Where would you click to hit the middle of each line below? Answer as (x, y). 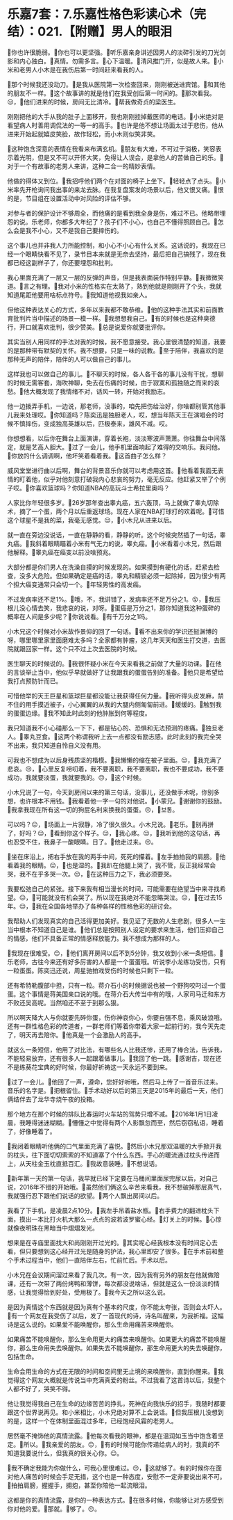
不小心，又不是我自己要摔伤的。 (77, 230)
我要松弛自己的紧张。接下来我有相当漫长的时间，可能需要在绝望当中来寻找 (113, 888)
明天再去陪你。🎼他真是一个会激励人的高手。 (82, 1034)
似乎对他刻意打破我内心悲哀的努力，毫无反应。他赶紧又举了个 (131, 479)
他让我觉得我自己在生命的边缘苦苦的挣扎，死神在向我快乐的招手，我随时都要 (116, 1403)
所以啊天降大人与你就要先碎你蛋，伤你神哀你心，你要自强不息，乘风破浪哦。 (116, 1017)
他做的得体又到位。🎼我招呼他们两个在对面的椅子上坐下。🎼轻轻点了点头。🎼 (113, 181)
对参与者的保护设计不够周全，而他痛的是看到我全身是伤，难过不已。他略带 (113, 213)
